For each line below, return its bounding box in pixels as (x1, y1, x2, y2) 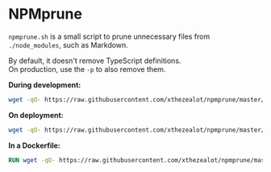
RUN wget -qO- (8, 156, 56, 164)
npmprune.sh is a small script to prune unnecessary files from (8, 31, 211, 41)
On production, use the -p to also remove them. (8, 64, 166, 73)
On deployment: (8, 110, 64, 120)
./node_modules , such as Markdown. (8, 40, 129, 49)
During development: (8, 80, 81, 90)
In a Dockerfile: (8, 141, 60, 150)
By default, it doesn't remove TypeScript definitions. (8, 56, 181, 65)
